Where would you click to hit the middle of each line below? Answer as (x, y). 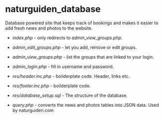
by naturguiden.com (33, 110)
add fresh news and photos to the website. (49, 28)
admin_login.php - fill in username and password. (63, 66)
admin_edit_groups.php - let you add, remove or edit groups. (75, 47)
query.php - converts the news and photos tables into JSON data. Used (85, 105)
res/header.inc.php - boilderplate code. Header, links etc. (71, 76)
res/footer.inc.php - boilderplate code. (51, 86)
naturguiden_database (53, 9)
